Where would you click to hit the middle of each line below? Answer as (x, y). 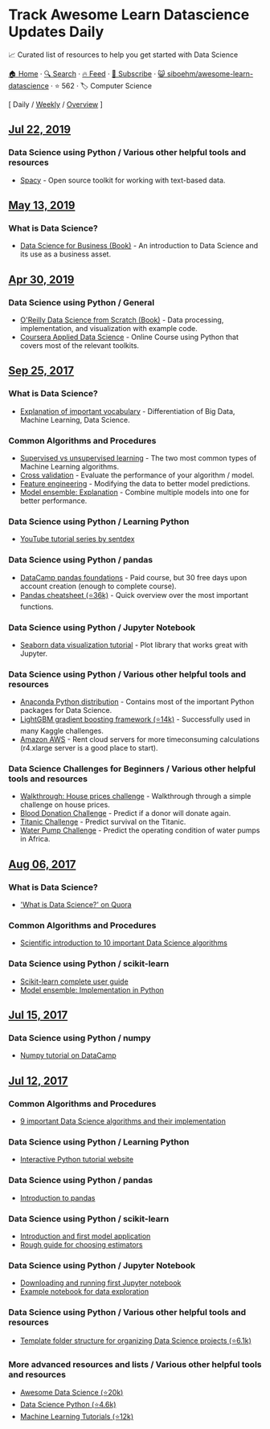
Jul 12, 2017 (38, 1081)
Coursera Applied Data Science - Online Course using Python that (129, 337)
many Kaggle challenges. (62, 731)
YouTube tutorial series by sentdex (77, 539)
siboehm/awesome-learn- (210, 73)
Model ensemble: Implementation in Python (92, 989)
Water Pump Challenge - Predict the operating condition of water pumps (140, 830)
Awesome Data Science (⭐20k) (72, 1392)
